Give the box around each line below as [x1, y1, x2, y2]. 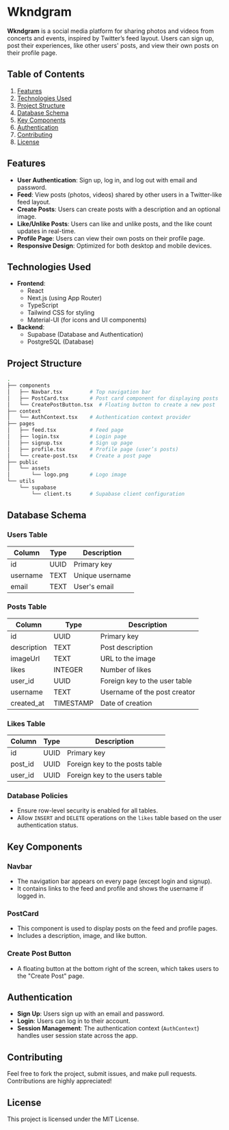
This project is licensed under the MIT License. [7, 1115, 139, 1123]
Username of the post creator [100, 687, 196, 697]
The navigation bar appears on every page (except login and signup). [16, 877, 213, 885]
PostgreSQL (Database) [27, 337, 94, 346]
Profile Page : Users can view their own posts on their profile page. [16, 234, 205, 242]
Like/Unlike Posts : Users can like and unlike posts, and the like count [16, 219, 213, 228]
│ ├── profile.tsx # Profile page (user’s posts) [7, 446, 179, 453]
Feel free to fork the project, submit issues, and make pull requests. [7, 1070, 197, 1078]
